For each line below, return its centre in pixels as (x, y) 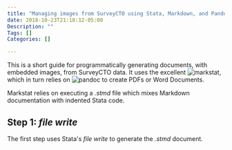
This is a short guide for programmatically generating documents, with (107, 65)
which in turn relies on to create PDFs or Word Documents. (106, 79)
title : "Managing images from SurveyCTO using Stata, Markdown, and (108, 13)
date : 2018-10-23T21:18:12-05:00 (55, 20)
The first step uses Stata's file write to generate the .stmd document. (105, 138)
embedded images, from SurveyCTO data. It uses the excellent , (114, 73)
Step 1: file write (42, 122)
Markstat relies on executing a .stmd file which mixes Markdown (98, 93)
